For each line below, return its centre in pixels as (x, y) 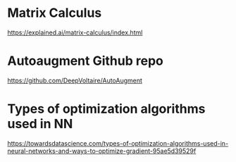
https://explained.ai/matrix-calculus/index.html (75, 32)
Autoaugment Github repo (85, 61)
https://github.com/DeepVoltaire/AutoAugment (75, 80)
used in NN (40, 124)
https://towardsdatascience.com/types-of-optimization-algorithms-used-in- (118, 143)
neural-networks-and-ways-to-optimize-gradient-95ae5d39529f (102, 151)
